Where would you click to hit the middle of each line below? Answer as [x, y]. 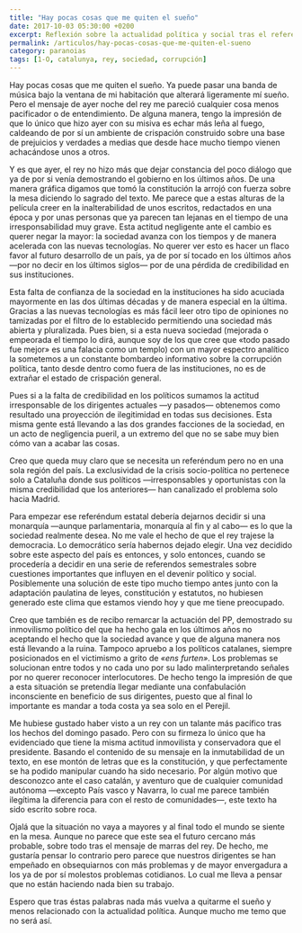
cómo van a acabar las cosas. [64, 443]
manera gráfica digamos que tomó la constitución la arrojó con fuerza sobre [150, 188]
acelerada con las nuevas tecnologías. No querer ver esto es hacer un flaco [149, 246]
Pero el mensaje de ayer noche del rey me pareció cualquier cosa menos [144, 104]
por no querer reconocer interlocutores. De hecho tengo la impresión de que [151, 677]
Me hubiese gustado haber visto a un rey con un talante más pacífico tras [146, 723]
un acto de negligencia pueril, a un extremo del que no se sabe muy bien [144, 434]
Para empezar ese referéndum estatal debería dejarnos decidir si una [138, 516]
